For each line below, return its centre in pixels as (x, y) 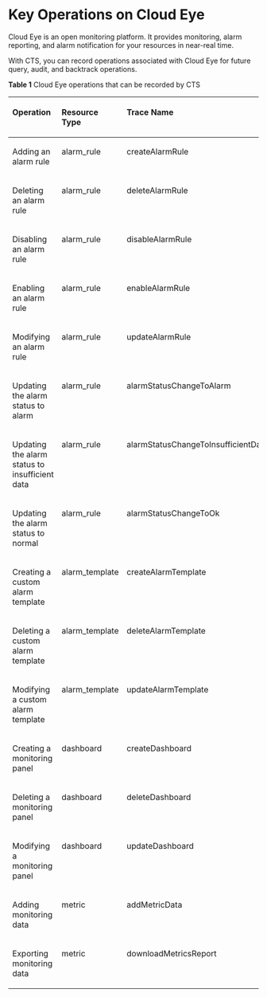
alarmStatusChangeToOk (173, 513)
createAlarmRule (158, 151)
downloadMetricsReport (172, 953)
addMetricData (155, 905)
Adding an (31, 151)
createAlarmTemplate (166, 571)
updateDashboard (161, 846)
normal (25, 543)
